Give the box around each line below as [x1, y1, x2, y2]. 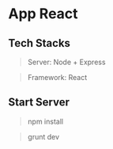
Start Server [8, 96, 70, 109]
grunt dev [27, 132, 60, 141]
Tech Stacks [8, 36, 71, 50]
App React [8, 5, 78, 23]
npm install [27, 117, 64, 126]
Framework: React [27, 73, 88, 82]
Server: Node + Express [27, 57, 106, 67]
